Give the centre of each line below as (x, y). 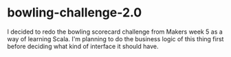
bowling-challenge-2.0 (75, 13)
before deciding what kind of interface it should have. (83, 46)
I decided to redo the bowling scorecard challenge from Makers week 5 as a (115, 32)
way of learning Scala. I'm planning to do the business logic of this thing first (115, 38)
